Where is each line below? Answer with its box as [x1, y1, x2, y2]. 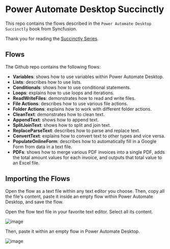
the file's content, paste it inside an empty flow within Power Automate [5, 193, 154, 199]
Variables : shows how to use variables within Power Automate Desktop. [12, 74, 164, 80]
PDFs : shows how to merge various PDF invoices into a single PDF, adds [12, 149, 165, 155]
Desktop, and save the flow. [5, 199, 64, 205]
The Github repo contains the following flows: [5, 63, 101, 69]
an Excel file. [12, 160, 40, 166]
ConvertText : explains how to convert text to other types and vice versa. [12, 133, 165, 139]
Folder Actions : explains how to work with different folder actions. [12, 105, 152, 112]
